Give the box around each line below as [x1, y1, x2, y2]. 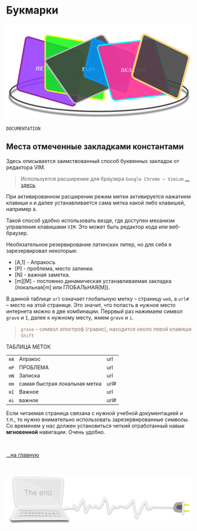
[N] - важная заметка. [14, 271, 71, 278]
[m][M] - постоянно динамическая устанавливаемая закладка [14, 277, 172, 284]
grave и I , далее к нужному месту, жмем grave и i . [6, 314, 134, 321]
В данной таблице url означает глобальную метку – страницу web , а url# [6, 295, 189, 302]
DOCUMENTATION [6, 125, 41, 132]
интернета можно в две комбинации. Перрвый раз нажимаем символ [6, 308, 183, 315]
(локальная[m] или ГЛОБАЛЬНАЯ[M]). [14, 284, 111, 291]
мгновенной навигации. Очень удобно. [6, 429, 106, 436]
